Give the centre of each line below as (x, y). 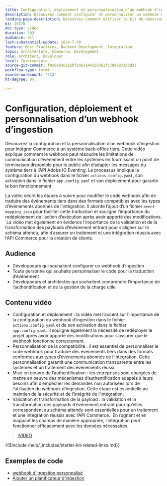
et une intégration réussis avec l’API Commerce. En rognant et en (79, 415)
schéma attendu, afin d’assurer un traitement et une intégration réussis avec (83, 233)
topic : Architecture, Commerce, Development (52, 51)
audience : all (20, 38)
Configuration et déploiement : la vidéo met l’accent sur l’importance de (86, 314)
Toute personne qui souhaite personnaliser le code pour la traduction (83, 271)
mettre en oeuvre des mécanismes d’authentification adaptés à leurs (83, 378)
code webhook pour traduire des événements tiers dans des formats (83, 352)
